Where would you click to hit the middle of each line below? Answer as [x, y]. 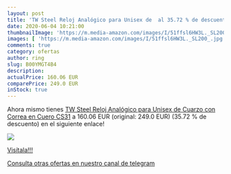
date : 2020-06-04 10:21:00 [46, 26]
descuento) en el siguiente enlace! [56, 124]
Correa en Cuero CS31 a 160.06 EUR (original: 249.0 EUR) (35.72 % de [107, 116]
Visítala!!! [20, 150]
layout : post [26, 13]
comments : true [29, 45]
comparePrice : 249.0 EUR [43, 84]
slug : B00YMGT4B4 [32, 64]
